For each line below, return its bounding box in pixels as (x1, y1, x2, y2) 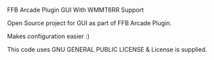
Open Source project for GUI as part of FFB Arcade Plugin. (7, 19, 172, 27)
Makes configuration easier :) (7, 32, 90, 40)
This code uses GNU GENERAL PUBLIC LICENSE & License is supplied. (7, 46, 207, 53)
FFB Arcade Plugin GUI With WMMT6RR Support (7, 6, 144, 14)
